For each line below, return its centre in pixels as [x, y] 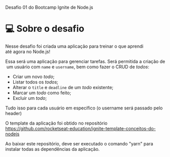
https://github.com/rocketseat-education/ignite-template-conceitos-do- [81, 128]
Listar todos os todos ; [35, 82]
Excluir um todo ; [30, 98]
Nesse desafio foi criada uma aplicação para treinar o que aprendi [74, 46]
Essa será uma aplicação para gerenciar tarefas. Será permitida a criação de [85, 61]
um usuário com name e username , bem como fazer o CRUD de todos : [78, 67]
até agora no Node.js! [28, 51]
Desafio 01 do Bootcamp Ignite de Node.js [49, 7]
